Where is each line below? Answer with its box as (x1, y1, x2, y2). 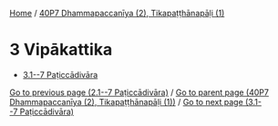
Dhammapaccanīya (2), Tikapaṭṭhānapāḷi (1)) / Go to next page (9, 96, 243, 107)
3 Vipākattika (9, 40, 113, 60)
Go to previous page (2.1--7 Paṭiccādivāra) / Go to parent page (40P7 (9, 86, 269, 98)
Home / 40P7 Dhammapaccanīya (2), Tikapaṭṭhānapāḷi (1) (9, 8, 225, 18)
